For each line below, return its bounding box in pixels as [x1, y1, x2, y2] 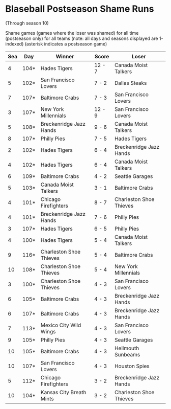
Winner [55, 53, 74, 60]
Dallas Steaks [114, 79, 147, 86]
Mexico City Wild [40, 322, 81, 329]
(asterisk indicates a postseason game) [24, 40, 107, 47]
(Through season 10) [5, 20, 49, 26]
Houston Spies [114, 362, 150, 370]
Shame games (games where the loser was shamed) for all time [5, 30, 139, 36]
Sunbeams [114, 351, 140, 358]
